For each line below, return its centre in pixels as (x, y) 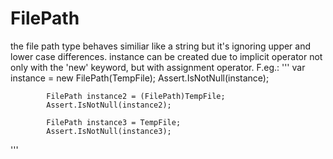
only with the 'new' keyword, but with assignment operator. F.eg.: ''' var (158, 67)
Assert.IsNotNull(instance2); (109, 105)
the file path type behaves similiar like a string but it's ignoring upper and (161, 46)
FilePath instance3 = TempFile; (114, 122)
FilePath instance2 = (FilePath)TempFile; (136, 96)
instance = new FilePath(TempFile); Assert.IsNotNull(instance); (140, 78)
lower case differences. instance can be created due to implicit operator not (166, 56)
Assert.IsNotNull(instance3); (109, 131)
